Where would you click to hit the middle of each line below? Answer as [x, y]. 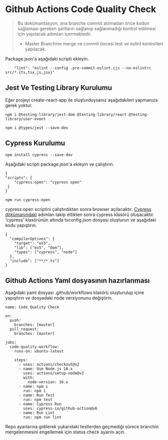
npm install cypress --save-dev [39, 155]
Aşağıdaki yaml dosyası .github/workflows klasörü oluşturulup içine [75, 292]
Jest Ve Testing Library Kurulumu [59, 88]
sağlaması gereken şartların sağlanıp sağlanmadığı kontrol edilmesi [87, 28]
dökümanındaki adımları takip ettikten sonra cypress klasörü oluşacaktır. [80, 214]
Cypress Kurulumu [35, 143]
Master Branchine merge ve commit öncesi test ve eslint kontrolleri [94, 43]
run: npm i [35, 391]
